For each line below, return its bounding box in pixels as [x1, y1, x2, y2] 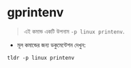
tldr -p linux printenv [7, 54, 75, 61]
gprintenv [7, 5, 64, 20]
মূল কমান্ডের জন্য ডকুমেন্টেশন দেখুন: [16, 41, 87, 49]
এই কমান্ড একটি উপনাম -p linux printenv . [23, 27, 125, 35]
